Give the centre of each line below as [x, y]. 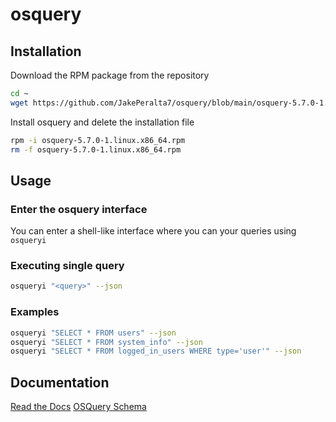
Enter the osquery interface [79, 209]
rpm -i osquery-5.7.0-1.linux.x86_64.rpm [98, 140]
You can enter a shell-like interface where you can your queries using [153, 231]
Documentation [60, 382]
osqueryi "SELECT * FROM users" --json [93, 333]
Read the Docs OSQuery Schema [78, 407]
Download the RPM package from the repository [110, 75]
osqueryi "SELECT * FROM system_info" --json [106, 342]
